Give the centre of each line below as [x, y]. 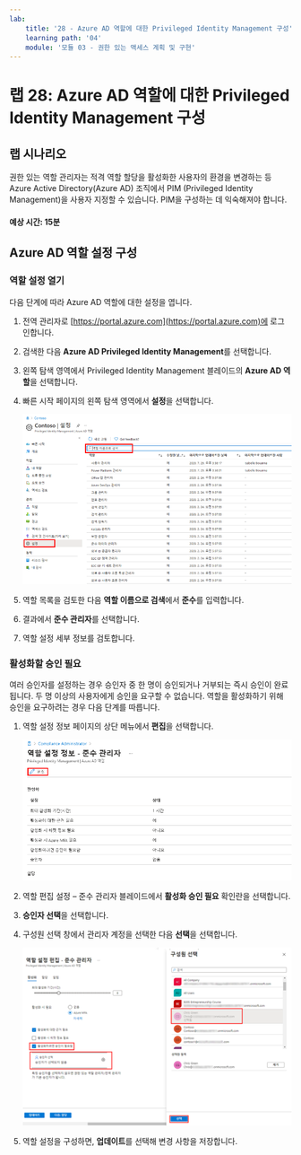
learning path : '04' [64, 38]
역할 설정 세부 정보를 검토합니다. [78, 638]
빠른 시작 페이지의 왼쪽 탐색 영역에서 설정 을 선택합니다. [118, 400]
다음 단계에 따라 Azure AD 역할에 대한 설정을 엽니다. [101, 302]
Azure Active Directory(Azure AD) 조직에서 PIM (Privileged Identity [131, 188]
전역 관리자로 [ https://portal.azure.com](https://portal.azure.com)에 [145, 321]
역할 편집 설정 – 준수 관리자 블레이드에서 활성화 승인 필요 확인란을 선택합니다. [156, 897]
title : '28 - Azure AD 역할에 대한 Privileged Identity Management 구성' [159, 28]
